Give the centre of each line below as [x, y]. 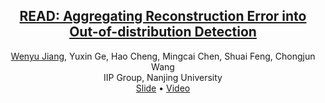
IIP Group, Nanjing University [163, 77]
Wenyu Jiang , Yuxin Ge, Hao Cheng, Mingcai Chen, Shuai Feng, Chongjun [163, 56]
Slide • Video [163, 88]
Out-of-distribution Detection [163, 32]
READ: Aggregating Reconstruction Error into [163, 16]
